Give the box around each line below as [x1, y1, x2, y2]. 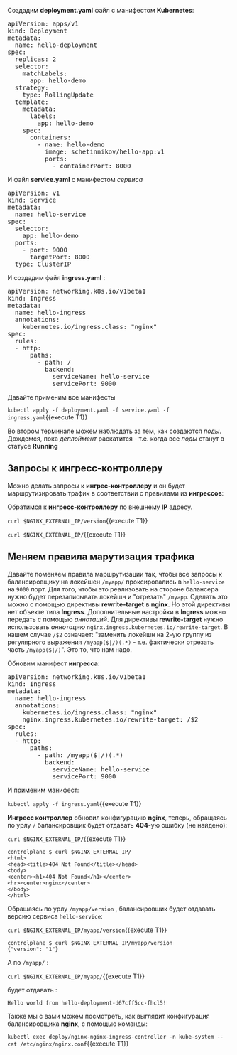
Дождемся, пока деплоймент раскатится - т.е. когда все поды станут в [7, 434, 225, 443]
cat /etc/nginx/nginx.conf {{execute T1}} [7, 1039, 129, 1048]
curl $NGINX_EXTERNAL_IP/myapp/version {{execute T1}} [7, 926, 167, 934]
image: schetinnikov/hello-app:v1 [45, 148, 165, 156]
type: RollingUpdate [22, 91, 94, 99]
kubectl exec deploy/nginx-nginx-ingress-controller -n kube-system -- [7, 1033, 224, 1040]
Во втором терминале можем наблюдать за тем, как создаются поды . [7, 427, 222, 435]
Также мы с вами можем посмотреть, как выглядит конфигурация [7, 1012, 211, 1020]
